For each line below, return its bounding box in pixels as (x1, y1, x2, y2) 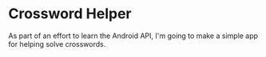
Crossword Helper (8, 5, 132, 23)
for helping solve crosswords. (8, 39, 106, 48)
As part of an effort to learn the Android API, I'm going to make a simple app (8, 31, 258, 40)
